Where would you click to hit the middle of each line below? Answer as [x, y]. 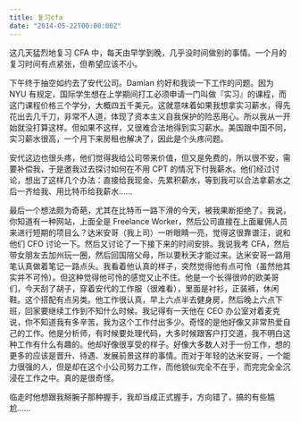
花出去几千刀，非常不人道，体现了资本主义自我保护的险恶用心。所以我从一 [146, 116]
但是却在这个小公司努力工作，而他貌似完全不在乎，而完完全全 [169, 367]
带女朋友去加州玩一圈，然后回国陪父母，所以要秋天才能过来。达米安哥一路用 [150, 255]
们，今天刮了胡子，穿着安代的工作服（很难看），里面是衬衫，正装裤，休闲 [144, 288]
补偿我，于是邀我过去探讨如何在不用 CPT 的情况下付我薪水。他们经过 [144, 169]
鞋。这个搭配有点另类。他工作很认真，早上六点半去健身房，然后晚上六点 [142, 300]
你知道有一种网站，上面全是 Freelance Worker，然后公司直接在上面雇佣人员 [149, 221]
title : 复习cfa [36, 17]
